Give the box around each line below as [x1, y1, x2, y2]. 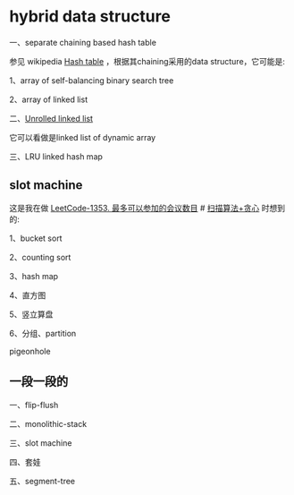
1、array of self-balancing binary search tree [9, 74, 174, 86]
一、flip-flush [9, 399, 59, 410]
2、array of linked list [9, 94, 88, 105]
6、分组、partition [9, 328, 77, 338]
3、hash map [9, 270, 59, 281]
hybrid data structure [9, 6, 172, 27]
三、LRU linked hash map [9, 150, 103, 162]
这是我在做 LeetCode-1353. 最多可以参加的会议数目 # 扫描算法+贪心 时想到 [9, 202, 286, 213]
